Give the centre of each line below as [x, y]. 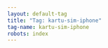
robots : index [28, 34]
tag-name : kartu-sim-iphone [48, 27]
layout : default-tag [38, 14]
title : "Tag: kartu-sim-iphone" [54, 20]
